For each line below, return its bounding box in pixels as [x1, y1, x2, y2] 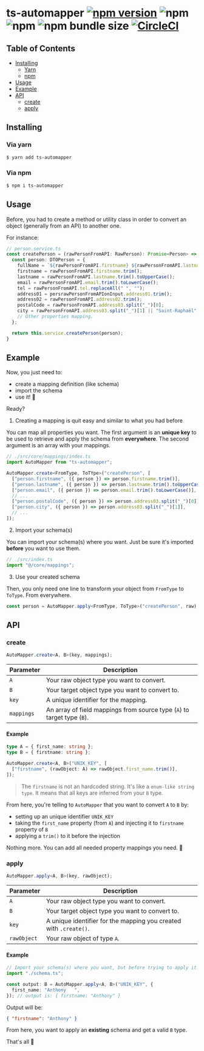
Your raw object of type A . [46, 934, 120, 943]
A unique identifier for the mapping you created [46, 917, 182, 925]
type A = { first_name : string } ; [6, 744, 94, 750]
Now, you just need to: [6, 369, 63, 376]
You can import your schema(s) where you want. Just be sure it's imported [6, 538, 194, 545]
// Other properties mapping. [17, 313, 94, 319]
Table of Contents [6, 43, 76, 54]
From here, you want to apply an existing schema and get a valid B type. [6, 1026, 187, 1034]
